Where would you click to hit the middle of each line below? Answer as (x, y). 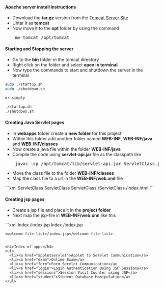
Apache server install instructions (41, 7)
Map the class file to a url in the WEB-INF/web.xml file (68, 178)
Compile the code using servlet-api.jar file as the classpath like (77, 154)
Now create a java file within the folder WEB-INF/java (67, 149)
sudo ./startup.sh (24, 84)
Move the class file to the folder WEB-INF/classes (63, 173)
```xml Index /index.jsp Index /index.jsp (44, 225)
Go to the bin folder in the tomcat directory (55, 60)
